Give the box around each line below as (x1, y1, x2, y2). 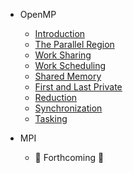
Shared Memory (34, 70, 102, 82)
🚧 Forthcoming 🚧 (34, 152, 105, 163)
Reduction (34, 92, 78, 103)
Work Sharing (34, 49, 92, 61)
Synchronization (34, 102, 103, 114)
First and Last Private (34, 81, 123, 93)
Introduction (34, 28, 86, 39)
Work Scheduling (34, 60, 107, 71)
